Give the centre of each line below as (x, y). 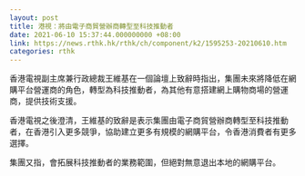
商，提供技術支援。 (46, 102)
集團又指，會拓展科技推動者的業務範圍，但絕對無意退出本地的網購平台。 (145, 162)
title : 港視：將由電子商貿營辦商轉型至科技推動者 (91, 26)
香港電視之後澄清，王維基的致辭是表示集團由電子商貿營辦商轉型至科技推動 (149, 121)
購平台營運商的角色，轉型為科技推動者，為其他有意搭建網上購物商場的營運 (149, 90)
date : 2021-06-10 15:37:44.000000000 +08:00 (95, 34)
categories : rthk (42, 52)
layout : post (34, 18)
